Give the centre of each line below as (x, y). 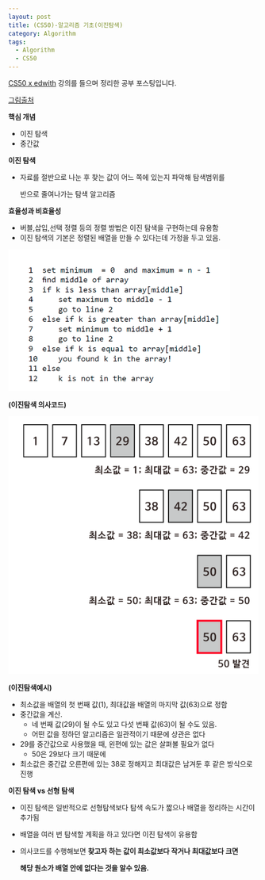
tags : (17, 42)
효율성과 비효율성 (35, 211)
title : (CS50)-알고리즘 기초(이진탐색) (66, 25)
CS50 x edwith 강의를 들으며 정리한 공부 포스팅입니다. (92, 83)
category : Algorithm (42, 33)
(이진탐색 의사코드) (37, 405)
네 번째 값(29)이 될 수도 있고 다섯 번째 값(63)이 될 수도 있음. (124, 725)
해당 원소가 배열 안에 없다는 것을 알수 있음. (84, 868)
